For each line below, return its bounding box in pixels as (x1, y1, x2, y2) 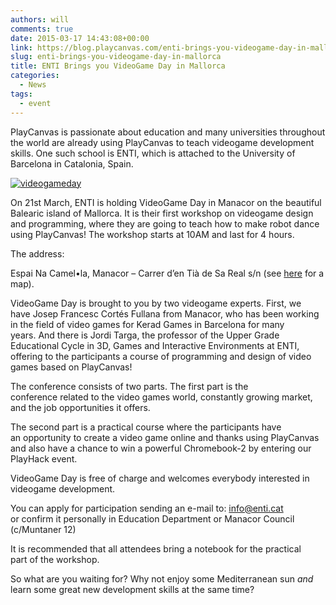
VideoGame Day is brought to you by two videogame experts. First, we (10, 297, 302, 309)
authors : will (10, 14, 70, 25)
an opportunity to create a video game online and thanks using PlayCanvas (10, 431, 320, 443)
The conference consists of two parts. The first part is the (10, 380, 249, 392)
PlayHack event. (10, 452, 78, 465)
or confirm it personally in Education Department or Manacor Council (10, 512, 295, 525)
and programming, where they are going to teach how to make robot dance (10, 217, 320, 230)
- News (19, 80, 47, 90)
